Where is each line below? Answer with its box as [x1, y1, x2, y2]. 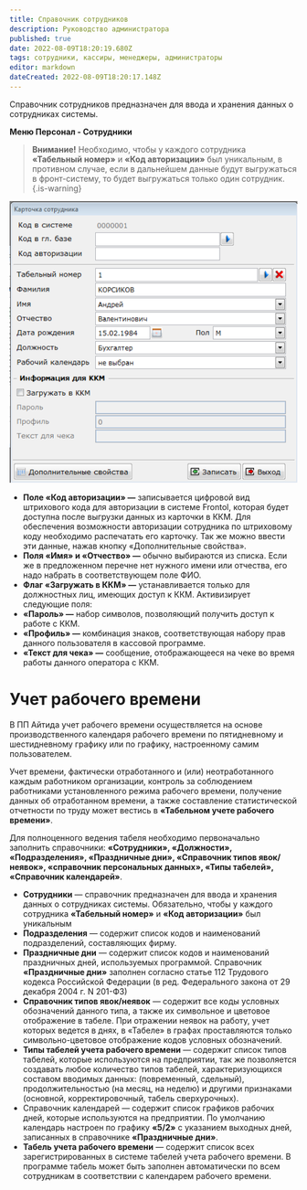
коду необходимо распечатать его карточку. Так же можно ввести [22, 531, 286, 542]
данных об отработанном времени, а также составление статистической [9, 795, 297, 806]
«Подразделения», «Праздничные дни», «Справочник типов [9, 852, 258, 863]
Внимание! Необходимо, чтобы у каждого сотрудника [31, 143, 247, 154]
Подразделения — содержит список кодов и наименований [22, 928, 260, 939]
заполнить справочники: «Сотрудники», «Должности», [9, 842, 233, 854]
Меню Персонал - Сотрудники [9, 126, 132, 137]
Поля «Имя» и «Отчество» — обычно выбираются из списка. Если [22, 550, 288, 561]
